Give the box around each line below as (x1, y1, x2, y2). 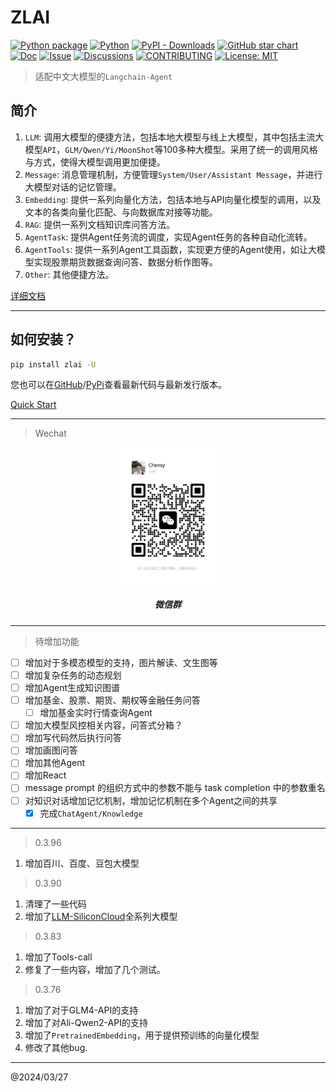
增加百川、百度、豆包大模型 (24, 857, 140, 869)
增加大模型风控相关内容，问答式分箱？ (24, 719, 183, 731)
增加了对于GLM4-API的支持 (24, 1004, 139, 1016)
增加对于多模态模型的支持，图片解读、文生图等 (24, 656, 218, 668)
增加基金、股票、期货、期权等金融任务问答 (24, 694, 201, 706)
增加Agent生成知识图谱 (24, 681, 121, 693)
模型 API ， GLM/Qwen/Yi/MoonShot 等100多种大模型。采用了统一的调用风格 (24, 143, 318, 155)
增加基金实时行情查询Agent (39, 707, 153, 719)
